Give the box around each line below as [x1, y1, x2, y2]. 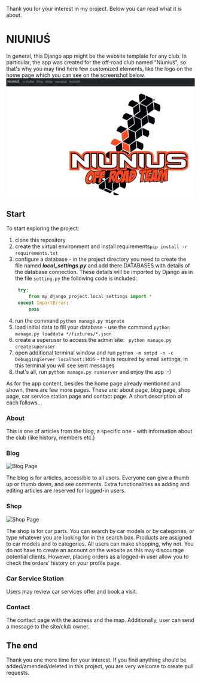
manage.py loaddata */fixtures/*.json [14, 330, 112, 337]
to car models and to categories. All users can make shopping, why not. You [6, 540, 194, 547]
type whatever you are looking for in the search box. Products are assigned [6, 534, 192, 541]
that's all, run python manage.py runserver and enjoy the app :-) [14, 368, 172, 375]
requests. [6, 669, 30, 677]
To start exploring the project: [6, 225, 80, 232]
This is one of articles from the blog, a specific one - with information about [6, 428, 193, 435]
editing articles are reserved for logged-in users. [6, 487, 126, 495]
